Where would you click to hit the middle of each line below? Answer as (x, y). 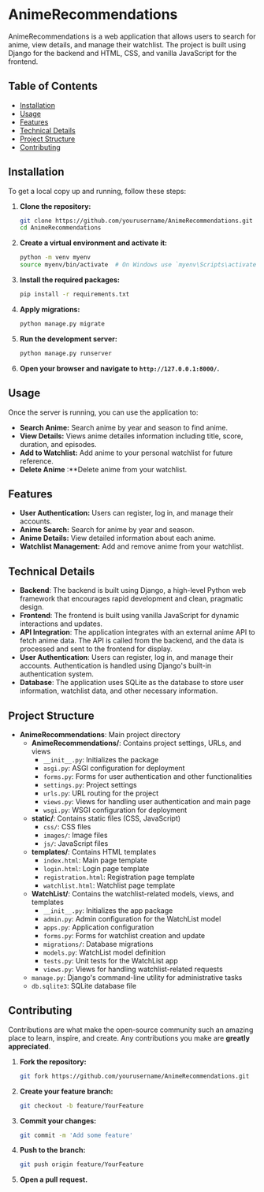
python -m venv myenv (55, 258)
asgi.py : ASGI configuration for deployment (114, 768)
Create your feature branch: (66, 1091)
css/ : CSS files (67, 826)
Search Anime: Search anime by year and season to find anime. (124, 427)
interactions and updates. (61, 624)
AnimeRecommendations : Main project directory (100, 734)
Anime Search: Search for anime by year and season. (107, 530)
